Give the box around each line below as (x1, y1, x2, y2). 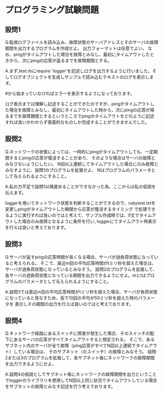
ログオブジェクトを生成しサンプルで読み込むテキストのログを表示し (13, 74, 150, 80)
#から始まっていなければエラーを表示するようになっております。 (5, 91, 135, 96)
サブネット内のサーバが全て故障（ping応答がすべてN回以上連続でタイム (5, 343, 149, 349)
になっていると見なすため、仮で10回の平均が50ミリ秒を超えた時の (5, 295, 138, 301)
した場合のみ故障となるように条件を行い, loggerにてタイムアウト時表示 (13, 218, 157, 224)
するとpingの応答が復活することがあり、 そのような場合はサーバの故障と (9, 155, 156, 161)
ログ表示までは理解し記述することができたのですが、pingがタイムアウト (5, 101, 150, 106)
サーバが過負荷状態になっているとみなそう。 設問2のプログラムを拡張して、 (5, 266, 157, 272)
